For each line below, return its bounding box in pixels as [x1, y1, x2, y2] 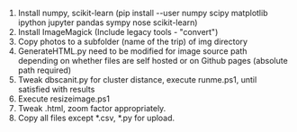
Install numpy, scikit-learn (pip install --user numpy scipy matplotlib [17, 8, 268, 18]
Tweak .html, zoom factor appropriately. [17, 103, 166, 113]
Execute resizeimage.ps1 [17, 93, 111, 104]
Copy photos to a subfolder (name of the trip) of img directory [17, 36, 248, 47]
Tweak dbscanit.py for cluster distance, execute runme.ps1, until [17, 75, 257, 84]
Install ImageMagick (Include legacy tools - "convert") [17, 27, 219, 37]
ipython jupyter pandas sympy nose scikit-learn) [17, 17, 198, 28]
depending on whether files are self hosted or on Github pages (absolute [17, 56, 288, 66]
